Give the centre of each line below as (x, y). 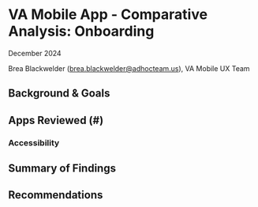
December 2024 (35, 53)
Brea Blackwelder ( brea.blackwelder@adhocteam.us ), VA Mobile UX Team (129, 68)
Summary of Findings (62, 169)
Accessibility (34, 142)
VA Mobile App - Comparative (108, 15)
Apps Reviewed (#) (56, 120)
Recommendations (56, 195)
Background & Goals (59, 94)
